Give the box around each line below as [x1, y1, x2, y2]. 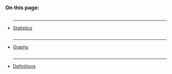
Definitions [12, 63, 36, 69]
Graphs [12, 44, 29, 50]
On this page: [5, 4, 39, 11]
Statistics [12, 25, 33, 31]
